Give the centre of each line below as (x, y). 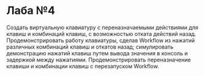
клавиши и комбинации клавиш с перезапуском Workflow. (83, 66)
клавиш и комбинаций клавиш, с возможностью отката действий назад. (101, 33)
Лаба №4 (31, 11)
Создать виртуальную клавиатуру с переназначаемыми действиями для (102, 27)
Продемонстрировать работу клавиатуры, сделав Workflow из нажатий (100, 40)
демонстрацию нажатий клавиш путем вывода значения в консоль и (97, 53)
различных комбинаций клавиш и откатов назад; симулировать (90, 47)
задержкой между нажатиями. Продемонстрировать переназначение (99, 60)
